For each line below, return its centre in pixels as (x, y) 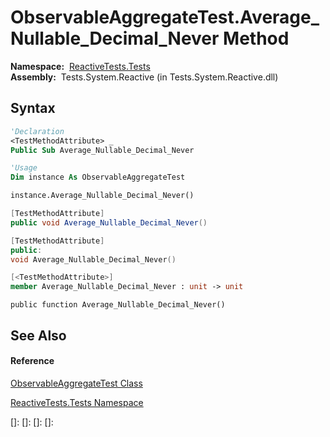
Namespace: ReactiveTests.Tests (80, 66)
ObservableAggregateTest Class (76, 383)
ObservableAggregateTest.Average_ (165, 17)
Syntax (33, 108)
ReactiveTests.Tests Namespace (77, 402)
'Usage (24, 168)
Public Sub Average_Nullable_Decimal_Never (102, 150)
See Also (38, 335)
